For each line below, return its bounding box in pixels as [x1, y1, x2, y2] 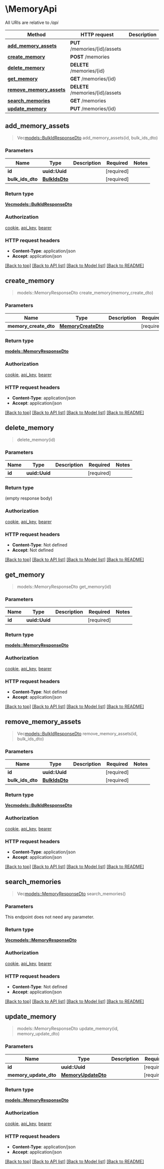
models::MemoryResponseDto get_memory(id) [17, 584, 111, 589]
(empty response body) [5, 495, 53, 501]
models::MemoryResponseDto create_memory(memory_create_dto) [17, 289, 154, 296]
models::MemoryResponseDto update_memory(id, [17, 1026, 119, 1031]
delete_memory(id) [17, 437, 56, 443]
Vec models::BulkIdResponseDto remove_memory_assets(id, [17, 730, 138, 736]
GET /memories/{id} [70, 75, 116, 82]
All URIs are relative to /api [5, 20, 59, 25]
